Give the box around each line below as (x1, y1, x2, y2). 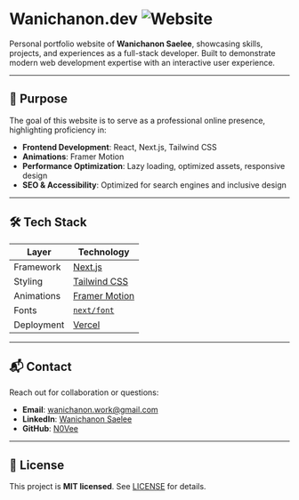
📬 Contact (9, 359, 72, 374)
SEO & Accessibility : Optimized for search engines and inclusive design (21, 179, 287, 190)
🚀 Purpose (9, 92, 69, 107)
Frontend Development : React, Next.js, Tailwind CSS (21, 141, 218, 152)
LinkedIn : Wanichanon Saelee (21, 414, 133, 424)
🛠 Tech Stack (9, 214, 87, 230)
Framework (13, 261, 61, 273)
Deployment (13, 319, 65, 331)
